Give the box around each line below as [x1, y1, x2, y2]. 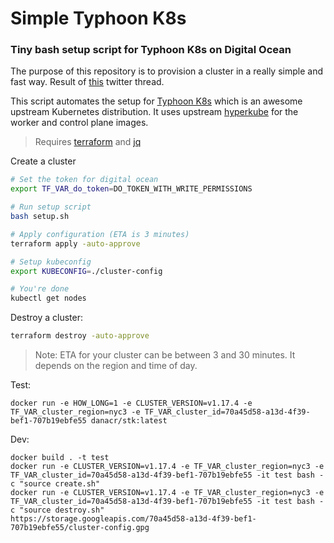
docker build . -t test [10, 453, 110, 463]
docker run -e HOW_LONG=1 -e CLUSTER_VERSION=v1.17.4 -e [10, 398, 253, 409]
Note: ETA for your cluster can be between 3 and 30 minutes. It [34, 349, 296, 361]
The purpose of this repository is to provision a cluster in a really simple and [10, 65, 323, 77]
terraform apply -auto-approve [10, 238, 141, 249]
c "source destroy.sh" [10, 505, 105, 516]
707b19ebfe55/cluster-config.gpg [10, 523, 150, 533]
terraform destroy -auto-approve [10, 331, 150, 341]
